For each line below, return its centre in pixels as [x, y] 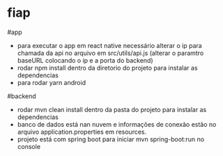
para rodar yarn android [51, 82]
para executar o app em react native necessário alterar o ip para [109, 45]
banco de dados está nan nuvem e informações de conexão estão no [117, 124]
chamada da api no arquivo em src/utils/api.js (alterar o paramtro [110, 53]
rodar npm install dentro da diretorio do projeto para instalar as [107, 68]
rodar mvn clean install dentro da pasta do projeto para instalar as [112, 109]
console [29, 146]
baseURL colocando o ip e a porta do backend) [85, 60]
